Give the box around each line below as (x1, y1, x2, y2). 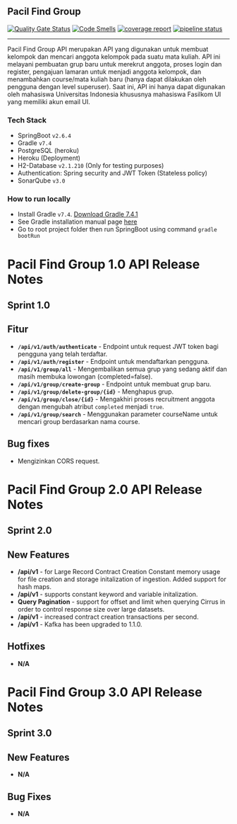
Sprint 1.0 (7, 299, 51, 311)
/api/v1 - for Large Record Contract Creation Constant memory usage (17, 568, 221, 576)
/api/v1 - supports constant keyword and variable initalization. (17, 590, 198, 598)
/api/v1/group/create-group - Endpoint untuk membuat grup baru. (17, 379, 212, 388)
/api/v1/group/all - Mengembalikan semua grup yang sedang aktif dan (17, 365, 228, 373)
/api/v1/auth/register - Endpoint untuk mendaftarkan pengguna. (17, 357, 210, 365)
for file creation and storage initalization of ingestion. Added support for (17, 575, 227, 583)
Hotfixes (7, 641, 46, 653)
